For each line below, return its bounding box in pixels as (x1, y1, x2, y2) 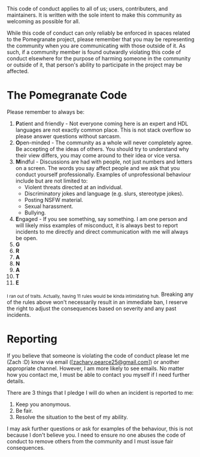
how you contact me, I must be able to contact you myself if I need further (7, 371, 190, 378)
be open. (15, 234, 38, 241)
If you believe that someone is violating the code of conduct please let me (7, 352, 189, 359)
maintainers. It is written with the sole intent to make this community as (7, 11, 182, 19)
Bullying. (24, 209, 47, 216)
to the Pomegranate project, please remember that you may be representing (7, 36, 195, 43)
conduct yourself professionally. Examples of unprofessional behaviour (15, 171, 191, 178)
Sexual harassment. (24, 202, 74, 210)
